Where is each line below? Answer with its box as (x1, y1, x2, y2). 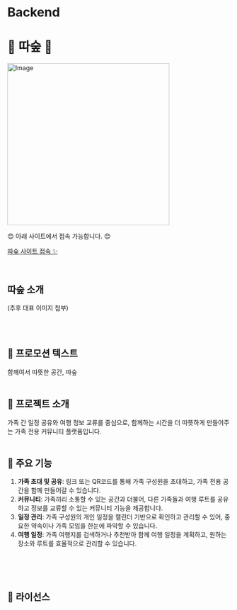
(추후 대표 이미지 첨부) (7, 303, 69, 312)
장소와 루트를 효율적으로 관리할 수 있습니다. (17, 539, 137, 548)
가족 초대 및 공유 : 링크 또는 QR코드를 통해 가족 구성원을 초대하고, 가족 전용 (17, 478, 221, 486)
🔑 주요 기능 (7, 457, 53, 469)
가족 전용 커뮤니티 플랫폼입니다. (14, 427, 102, 436)
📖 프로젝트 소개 (7, 398, 69, 410)
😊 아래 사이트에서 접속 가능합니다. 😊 (7, 232, 111, 241)
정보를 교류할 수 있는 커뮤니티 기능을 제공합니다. (30, 504, 163, 512)
